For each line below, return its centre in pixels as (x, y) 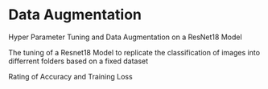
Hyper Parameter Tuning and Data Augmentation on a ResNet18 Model (126, 37)
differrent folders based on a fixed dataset (78, 61)
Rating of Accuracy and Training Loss (70, 76)
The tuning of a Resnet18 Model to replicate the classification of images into (134, 52)
